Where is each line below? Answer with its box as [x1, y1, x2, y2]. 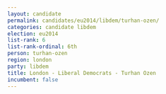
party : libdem [7, 63, 49, 70]
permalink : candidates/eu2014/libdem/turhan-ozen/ [7, 17, 160, 24]
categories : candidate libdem [7, 23, 97, 30]
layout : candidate [7, 10, 61, 18]
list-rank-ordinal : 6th [7, 43, 78, 50]
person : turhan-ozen [7, 50, 69, 57]
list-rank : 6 [7, 37, 46, 44]
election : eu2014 [7, 30, 59, 37]
